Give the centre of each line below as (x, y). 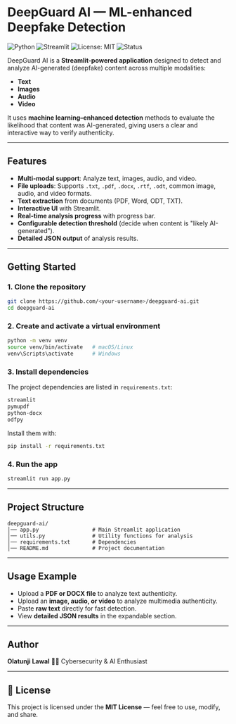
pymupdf (19, 407)
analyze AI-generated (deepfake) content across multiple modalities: (106, 68)
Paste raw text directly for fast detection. (77, 608)
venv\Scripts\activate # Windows (64, 354)
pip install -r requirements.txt (56, 446)
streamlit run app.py (39, 479)
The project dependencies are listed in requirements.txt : (90, 387)
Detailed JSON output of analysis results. (78, 238)
